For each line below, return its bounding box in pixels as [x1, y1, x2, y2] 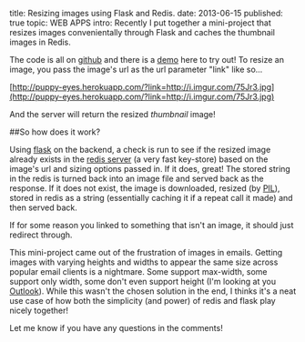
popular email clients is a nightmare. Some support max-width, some [9, 267, 268, 277]
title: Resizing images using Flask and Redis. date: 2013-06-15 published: [9, 8, 284, 18]
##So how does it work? [9, 126, 101, 137]
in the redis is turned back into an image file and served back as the [9, 173, 264, 184]
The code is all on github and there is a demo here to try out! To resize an [9, 55, 285, 65]
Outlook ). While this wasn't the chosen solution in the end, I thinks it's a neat [9, 286, 297, 297]
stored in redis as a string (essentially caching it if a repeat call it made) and [9, 193, 293, 203]
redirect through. [9, 229, 73, 240]
